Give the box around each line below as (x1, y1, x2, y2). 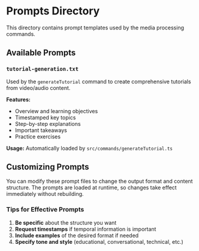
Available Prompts (6, 48, 76, 58)
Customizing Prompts (6, 162, 89, 172)
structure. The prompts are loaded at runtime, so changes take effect (6, 184, 177, 191)
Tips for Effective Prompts (6, 205, 85, 214)
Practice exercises (14, 133, 61, 140)
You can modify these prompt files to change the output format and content (6, 178, 193, 185)
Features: (6, 96, 31, 103)
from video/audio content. (6, 84, 71, 91)
